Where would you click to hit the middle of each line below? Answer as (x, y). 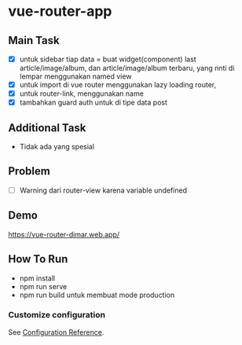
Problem (29, 171)
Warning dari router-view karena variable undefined (103, 190)
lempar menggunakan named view (75, 76)
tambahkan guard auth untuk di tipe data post (93, 103)
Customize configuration (57, 315)
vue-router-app (60, 11)
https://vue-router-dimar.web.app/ (64, 234)
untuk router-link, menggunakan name (81, 94)
